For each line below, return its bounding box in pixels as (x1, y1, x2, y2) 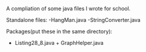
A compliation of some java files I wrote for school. (6, 5, 131, 12)
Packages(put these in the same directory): (6, 28, 113, 35)
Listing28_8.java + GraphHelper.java (14, 40, 104, 46)
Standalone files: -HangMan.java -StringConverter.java (6, 17, 141, 23)
